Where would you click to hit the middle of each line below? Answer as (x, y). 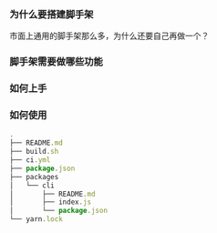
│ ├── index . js (51, 202)
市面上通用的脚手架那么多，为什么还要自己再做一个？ (109, 36)
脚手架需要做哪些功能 (56, 62)
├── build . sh (34, 152)
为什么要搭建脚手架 (52, 14)
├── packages (34, 177)
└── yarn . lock (36, 219)
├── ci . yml (30, 160)
